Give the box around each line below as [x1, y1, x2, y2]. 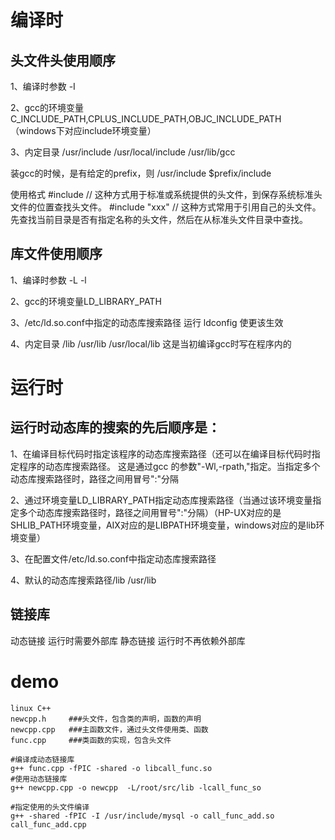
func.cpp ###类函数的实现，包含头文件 [10, 735, 172, 745]
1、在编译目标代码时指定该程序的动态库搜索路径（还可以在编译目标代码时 [10, 447, 312, 460]
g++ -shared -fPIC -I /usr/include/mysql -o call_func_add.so [10, 811, 275, 821]
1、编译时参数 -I [10, 81, 76, 92]
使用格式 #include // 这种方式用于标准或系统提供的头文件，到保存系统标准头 [10, 189, 323, 200]
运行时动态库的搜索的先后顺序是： [10, 419, 221, 436]
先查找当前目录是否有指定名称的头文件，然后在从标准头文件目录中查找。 [10, 214, 308, 225]
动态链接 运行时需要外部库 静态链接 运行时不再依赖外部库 [10, 634, 246, 646]
